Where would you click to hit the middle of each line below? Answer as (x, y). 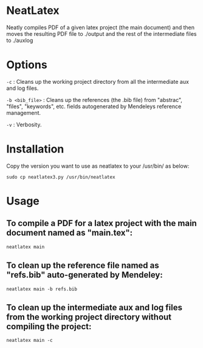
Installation (35, 149)
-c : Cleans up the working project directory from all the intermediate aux (98, 81)
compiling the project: (49, 326)
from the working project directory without (89, 317)
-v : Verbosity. (24, 125)
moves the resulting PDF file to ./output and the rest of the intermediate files (101, 33)
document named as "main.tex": (70, 233)
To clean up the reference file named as (83, 266)
